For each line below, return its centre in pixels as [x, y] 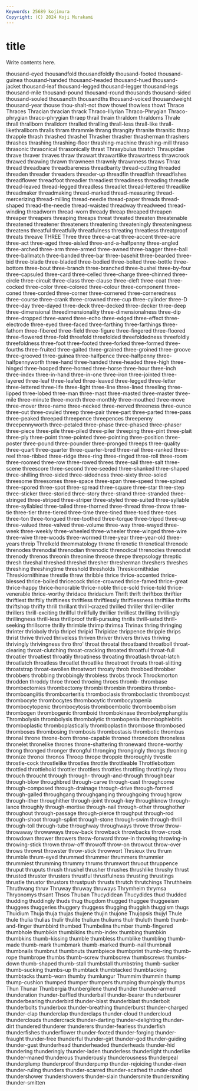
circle [13, 281]
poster [14, 443]
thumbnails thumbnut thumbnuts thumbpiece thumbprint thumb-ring [89, 951]
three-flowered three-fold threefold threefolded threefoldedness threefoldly [98, 337]
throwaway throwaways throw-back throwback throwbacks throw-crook [94, 832]
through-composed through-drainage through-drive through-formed [89, 788]
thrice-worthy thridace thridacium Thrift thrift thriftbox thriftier [107, 594]
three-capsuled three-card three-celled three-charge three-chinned [89, 274]
